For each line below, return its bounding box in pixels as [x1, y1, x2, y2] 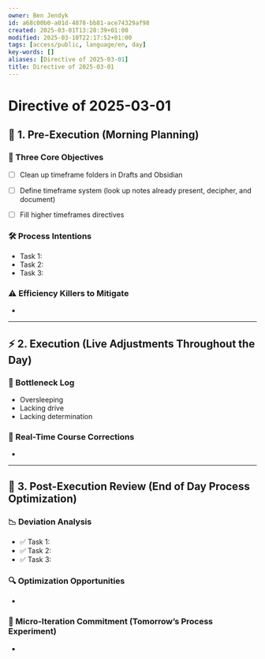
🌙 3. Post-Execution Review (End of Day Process [8, 479, 250, 493]
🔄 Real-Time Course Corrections [8, 432, 135, 443]
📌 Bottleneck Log [8, 376, 75, 388]
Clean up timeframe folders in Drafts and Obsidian [19, 170, 183, 179]
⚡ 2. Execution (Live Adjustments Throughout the [8, 337, 256, 350]
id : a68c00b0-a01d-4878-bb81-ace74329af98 [8, 19, 150, 27]
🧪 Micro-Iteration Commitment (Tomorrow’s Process [8, 616, 214, 627]
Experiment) [8, 626, 57, 637]
